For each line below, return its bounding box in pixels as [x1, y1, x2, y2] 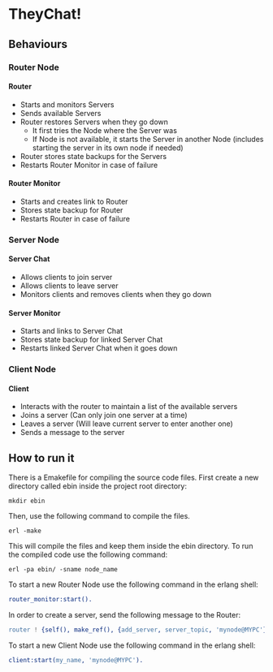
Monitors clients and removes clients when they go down [19, 290, 212, 299]
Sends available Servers [19, 108, 102, 118]
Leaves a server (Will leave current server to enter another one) [19, 419, 233, 429]
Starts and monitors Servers [19, 99, 115, 110]
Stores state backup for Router [19, 205, 123, 215]
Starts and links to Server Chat [19, 326, 123, 336]
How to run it [8, 451, 75, 465]
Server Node [8, 234, 59, 245]
